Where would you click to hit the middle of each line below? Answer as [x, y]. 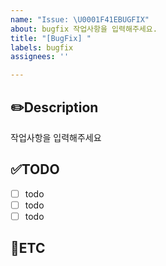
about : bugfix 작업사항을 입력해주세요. [84, 29]
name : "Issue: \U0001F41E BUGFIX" [80, 19]
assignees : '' [40, 57]
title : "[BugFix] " [51, 38]
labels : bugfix [42, 47]
